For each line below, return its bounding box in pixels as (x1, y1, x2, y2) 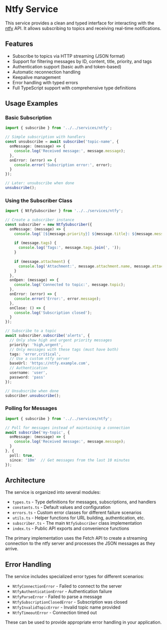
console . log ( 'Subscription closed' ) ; (14, 310, 92, 315)
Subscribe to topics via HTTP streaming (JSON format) (12, 53, 125, 59)
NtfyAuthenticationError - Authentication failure (12, 589, 112, 595)
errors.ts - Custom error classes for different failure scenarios (12, 510, 142, 516)
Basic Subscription (5, 114, 52, 121)
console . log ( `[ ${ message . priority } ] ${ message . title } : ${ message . (14, 231, 155, 236)
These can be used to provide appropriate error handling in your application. (5, 620, 162, 626)
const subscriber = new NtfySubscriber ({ (5, 222, 92, 227)
